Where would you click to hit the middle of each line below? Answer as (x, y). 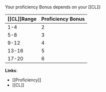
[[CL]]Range (22, 19)
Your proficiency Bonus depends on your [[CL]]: (53, 7)
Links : (11, 70)
